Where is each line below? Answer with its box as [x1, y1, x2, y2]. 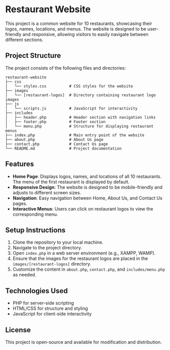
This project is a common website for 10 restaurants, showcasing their [5, 20, 153, 26]
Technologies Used [5, 286, 68, 295]
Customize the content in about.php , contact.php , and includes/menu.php [12, 266, 165, 273]
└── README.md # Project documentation [5, 146, 122, 151]
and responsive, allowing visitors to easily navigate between [22, 31, 149, 37]
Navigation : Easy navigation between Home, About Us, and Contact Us [12, 195, 163, 201]
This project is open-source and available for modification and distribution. [5, 339, 162, 345]
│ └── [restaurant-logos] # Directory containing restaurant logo [5, 93, 156, 98]
